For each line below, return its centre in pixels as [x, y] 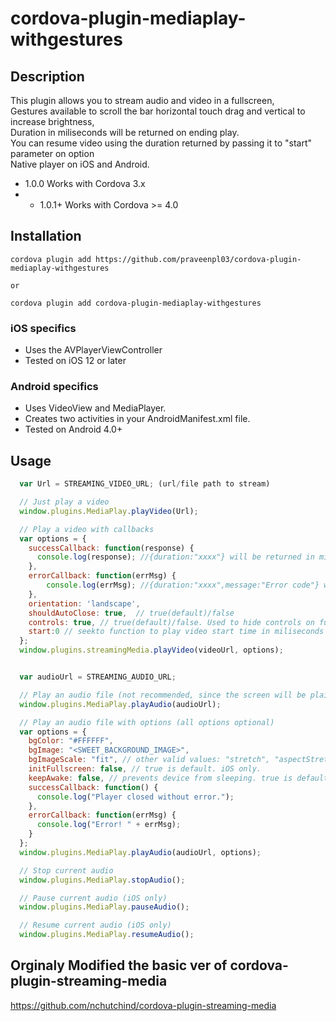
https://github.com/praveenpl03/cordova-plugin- [198, 259]
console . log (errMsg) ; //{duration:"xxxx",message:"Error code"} [183, 585]
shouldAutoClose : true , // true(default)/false [131, 613]
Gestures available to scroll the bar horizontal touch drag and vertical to [158, 111]
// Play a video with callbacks [87, 529]
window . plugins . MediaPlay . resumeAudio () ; [107, 935]
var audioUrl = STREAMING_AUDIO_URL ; [98, 677]
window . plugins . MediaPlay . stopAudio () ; [102, 880]
